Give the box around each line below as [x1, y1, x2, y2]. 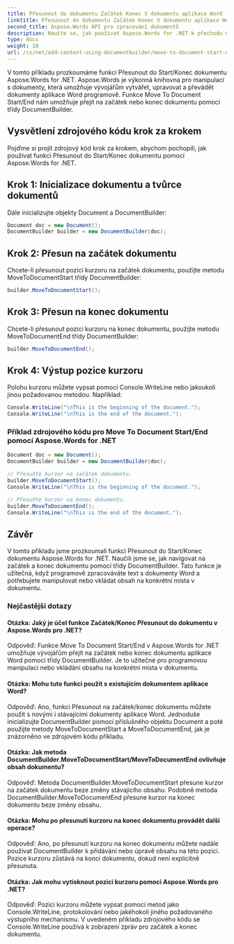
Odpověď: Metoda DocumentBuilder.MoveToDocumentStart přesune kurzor [7, 778, 224, 787]
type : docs [7, 36, 39, 43]
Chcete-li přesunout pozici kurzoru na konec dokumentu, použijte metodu [7, 325, 219, 333]
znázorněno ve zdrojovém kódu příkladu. [7, 732, 125, 741]
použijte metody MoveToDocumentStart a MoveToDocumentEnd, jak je [7, 725, 210, 733]
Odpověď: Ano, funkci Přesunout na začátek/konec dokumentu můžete [7, 702, 212, 711]
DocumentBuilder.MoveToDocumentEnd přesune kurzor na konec [7, 793, 195, 801]
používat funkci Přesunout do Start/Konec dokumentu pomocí [7, 151, 185, 160]
